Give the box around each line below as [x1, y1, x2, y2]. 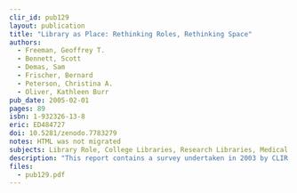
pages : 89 [9, 104, 46, 113]
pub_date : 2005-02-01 [9, 95, 90, 105]
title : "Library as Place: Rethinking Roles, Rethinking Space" [9, 29, 253, 38]
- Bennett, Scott [17, 54, 82, 63]
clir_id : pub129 [9, 12, 69, 22]
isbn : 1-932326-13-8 [9, 112, 86, 121]
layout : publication [9, 21, 86, 30]
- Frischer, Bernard [17, 71, 93, 80]
